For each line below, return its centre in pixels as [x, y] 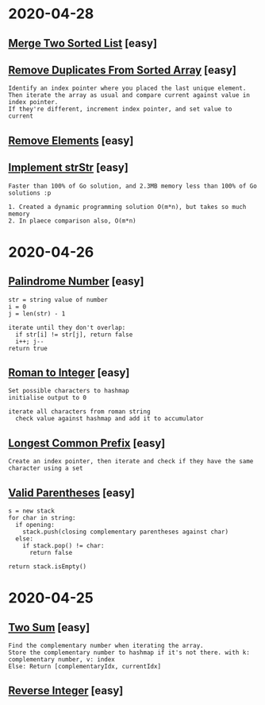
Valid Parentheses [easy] [71, 492]
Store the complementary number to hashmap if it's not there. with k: [129, 653]
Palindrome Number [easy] [76, 282]
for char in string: [42, 518]
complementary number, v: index [61, 660]
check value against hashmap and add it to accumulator [109, 419]
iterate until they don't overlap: [67, 327]
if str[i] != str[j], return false [74, 335]
